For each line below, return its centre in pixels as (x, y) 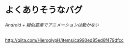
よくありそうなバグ (44, 10)
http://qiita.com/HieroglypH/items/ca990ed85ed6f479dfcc (64, 40)
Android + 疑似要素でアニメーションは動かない (52, 24)
